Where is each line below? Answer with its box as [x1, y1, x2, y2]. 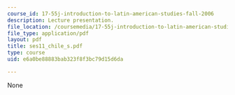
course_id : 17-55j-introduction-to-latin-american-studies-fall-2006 [7, 10, 215, 17]
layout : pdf [7, 36, 42, 43]
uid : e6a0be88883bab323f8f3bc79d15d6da [7, 56, 124, 63]
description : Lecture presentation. [7, 17, 114, 24]
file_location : [7, 23, 52, 30]
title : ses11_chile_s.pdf [7, 43, 83, 50]
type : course [7, 50, 45, 57]
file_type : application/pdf [7, 29, 90, 37]
